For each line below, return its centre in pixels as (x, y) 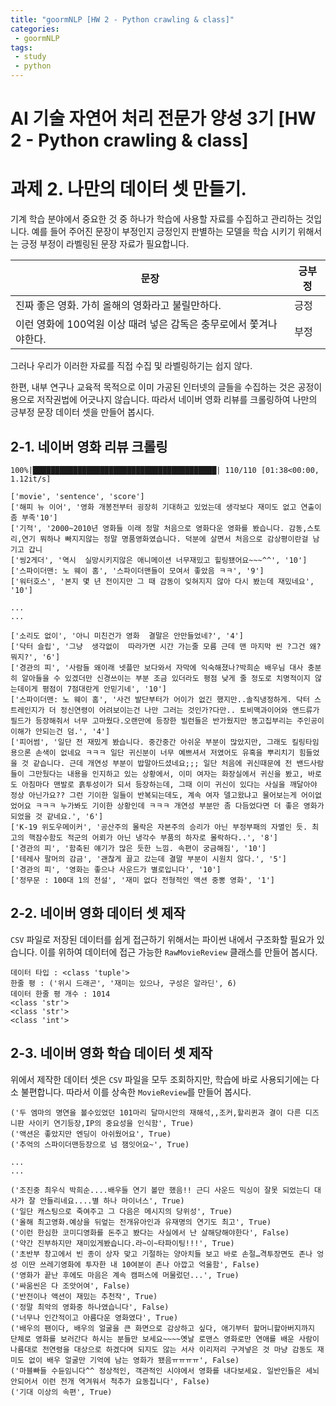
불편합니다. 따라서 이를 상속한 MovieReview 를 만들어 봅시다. (136, 1092)
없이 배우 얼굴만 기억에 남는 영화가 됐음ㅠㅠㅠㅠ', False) (134, 1360)
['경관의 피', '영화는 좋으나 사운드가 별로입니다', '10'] (116, 869)
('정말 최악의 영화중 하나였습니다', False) (90, 1307)
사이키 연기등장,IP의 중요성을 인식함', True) (111, 1123)
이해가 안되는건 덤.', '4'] (60, 731)
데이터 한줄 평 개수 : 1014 (60, 994)
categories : (35, 29)
